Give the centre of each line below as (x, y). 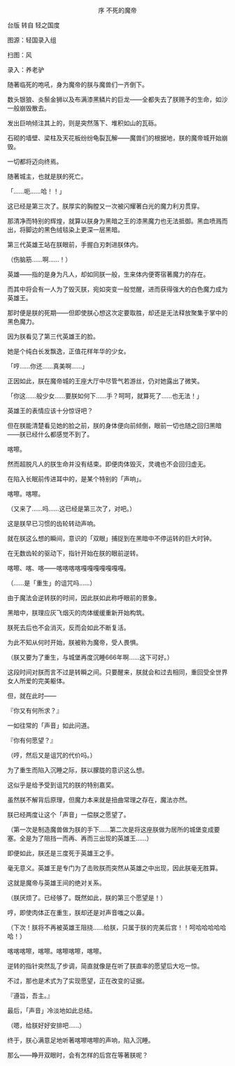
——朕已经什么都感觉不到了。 (50, 434)
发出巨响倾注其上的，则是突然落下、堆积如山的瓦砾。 (84, 123)
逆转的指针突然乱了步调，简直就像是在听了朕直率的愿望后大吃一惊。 (105, 966)
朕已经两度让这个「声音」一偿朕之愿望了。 (69, 815)
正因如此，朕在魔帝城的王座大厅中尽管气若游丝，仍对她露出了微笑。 (105, 381)
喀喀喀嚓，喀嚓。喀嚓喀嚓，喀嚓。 (56, 951)
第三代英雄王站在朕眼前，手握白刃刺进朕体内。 (74, 244)
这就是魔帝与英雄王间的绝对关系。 (56, 883)
